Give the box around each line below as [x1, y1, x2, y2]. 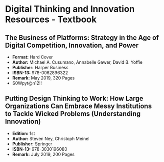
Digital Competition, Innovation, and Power [5, 41, 139, 50]
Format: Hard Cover [12, 54, 53, 60]
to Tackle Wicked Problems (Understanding [5, 109, 141, 118]
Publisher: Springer [12, 141, 52, 147]
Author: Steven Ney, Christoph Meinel [12, 135, 90, 141]
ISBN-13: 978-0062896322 [12, 70, 68, 76]
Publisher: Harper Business [12, 65, 69, 70]
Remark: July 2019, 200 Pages [12, 151, 75, 157]
